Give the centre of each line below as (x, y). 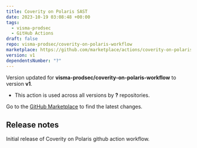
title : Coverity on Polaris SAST (47, 11)
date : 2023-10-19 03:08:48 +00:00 (48, 17)
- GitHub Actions (33, 33)
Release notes (33, 125)
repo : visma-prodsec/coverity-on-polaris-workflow (69, 45)
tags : (13, 22)
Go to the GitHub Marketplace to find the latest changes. (74, 106)
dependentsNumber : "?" (34, 60)
